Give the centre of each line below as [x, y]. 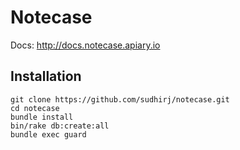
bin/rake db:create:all [60, 126]
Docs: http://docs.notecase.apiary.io [85, 45]
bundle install [42, 117]
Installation [46, 76]
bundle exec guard [48, 134]
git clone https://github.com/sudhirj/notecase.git [120, 99]
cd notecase [35, 108]
